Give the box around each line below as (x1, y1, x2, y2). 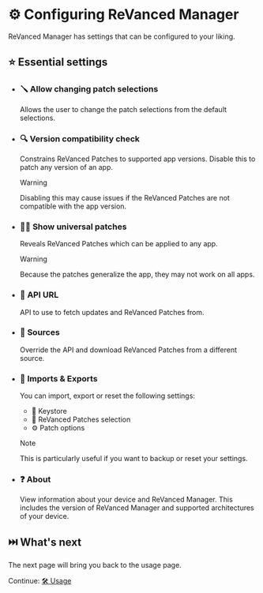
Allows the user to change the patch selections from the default (19, 104, 227, 114)
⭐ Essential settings (8, 55, 108, 69)
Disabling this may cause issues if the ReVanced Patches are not (19, 193, 231, 202)
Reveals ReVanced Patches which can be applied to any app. (19, 239, 219, 249)
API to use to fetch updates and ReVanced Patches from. (19, 307, 205, 317)
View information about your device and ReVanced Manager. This (19, 495, 233, 505)
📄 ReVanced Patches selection (31, 415, 131, 424)
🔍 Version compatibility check (19, 133, 141, 144)
